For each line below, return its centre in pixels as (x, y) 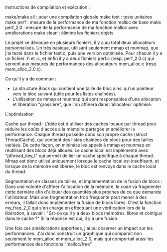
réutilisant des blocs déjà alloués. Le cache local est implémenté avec (77, 150)
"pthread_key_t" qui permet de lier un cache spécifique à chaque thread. (80, 155)
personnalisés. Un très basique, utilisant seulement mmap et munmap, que (82, 48)
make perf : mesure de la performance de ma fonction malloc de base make (83, 22)
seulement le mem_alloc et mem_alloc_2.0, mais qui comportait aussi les (79, 239)
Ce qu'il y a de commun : (31, 79)
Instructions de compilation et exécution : (48, 7)
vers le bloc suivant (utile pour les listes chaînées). (64, 94)
